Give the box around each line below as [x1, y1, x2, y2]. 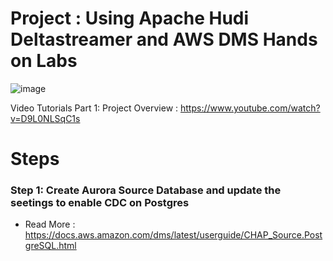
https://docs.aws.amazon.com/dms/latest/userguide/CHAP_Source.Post [24, 229, 323, 241]
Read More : [24, 218, 76, 231]
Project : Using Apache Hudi [10, 7, 250, 30]
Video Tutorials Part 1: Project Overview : [10, 102, 179, 114]
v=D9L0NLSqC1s [10, 112, 81, 124]
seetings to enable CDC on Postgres [10, 196, 190, 210]
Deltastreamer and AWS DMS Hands [10, 28, 318, 51]
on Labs [10, 50, 78, 72]
